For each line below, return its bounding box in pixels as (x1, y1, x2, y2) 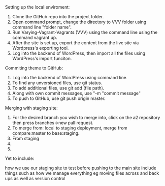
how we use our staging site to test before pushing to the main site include (5, 165, 157, 171)
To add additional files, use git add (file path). (12, 85, 104, 91)
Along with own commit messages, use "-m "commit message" (12, 91, 141, 96)
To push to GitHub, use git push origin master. (12, 95, 106, 101)
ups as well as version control (5, 176, 66, 181)
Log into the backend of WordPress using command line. (12, 75, 128, 80)
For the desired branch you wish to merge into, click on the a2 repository (12, 115, 160, 120)
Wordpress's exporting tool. (12, 45, 69, 51)
